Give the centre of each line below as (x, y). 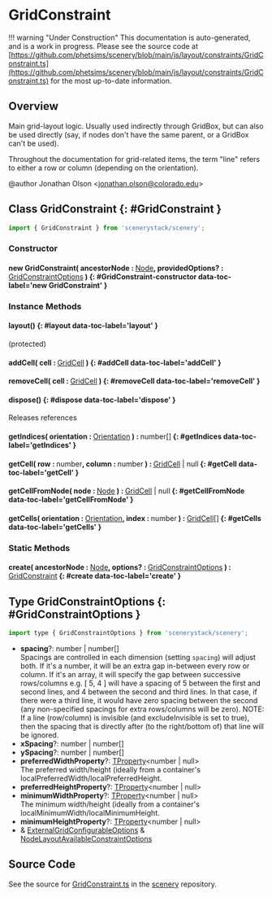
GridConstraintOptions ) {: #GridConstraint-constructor (103, 276)
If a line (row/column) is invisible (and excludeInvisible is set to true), (135, 718)
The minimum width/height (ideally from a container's (110, 804)
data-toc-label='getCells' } (55, 527)
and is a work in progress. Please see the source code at (104, 46)
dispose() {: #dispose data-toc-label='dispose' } (92, 400)
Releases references (43, 418)
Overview (34, 106)
